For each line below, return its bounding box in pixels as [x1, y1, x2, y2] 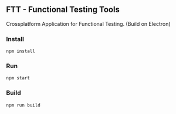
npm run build [6, 102, 41, 108]
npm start [6, 75, 31, 81]
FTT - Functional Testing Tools [6, 5, 120, 15]
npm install [6, 48, 35, 55]
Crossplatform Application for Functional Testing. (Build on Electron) [6, 20, 171, 27]
